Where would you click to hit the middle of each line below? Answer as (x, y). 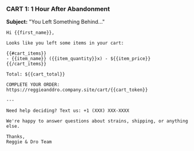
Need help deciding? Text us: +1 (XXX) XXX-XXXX (68, 111)
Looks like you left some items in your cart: (65, 43)
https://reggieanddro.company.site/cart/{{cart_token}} (77, 90)
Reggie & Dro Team (29, 142)
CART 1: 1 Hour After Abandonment (58, 9)
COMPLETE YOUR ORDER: (33, 85)
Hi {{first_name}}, (30, 33)
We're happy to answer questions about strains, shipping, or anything (97, 121)
